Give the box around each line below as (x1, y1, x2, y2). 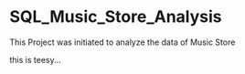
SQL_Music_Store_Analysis (9, 6, 222, 27)
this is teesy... (9, 54, 61, 65)
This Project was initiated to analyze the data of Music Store (9, 37, 236, 48)
